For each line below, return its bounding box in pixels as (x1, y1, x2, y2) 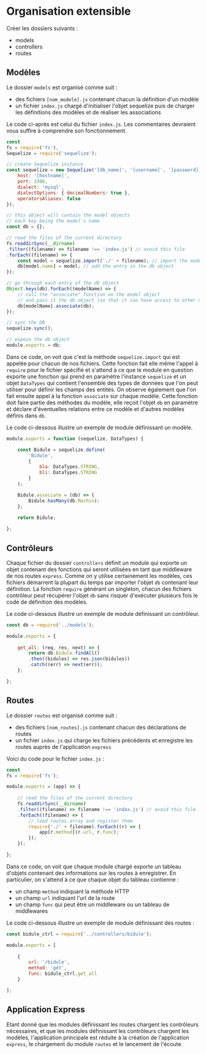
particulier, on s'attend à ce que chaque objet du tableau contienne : (6, 875, 179, 883)
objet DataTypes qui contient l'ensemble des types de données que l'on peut (6, 379, 199, 387)
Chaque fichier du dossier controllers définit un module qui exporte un (6, 559, 188, 566)
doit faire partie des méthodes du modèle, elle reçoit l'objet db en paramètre (6, 399, 198, 406)
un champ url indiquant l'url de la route (15, 894, 115, 901)
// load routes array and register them (28, 818, 133, 824)
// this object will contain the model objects (6, 212, 131, 218)
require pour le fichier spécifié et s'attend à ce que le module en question (6, 366, 193, 374)
